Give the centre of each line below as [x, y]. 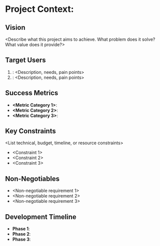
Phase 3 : [22, 240]
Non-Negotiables [32, 179]
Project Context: [40, 9]
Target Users [26, 60]
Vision [15, 28]
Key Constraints [30, 131]
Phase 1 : [21, 229]
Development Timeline [41, 217]
